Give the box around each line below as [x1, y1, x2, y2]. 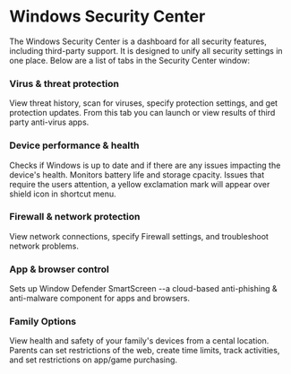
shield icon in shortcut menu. [9, 188, 116, 199]
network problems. [9, 240, 79, 251]
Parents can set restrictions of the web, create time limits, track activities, [9, 345, 280, 356]
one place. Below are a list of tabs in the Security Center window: [9, 55, 251, 65]
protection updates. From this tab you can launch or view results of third [9, 108, 276, 118]
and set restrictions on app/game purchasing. [9, 354, 177, 365]
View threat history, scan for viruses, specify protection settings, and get [9, 98, 278, 109]
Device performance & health [9, 139, 140, 152]
